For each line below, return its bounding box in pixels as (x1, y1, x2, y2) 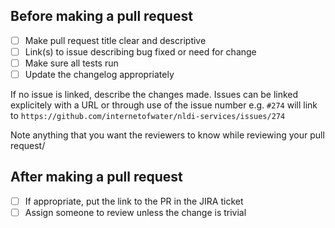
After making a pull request (10, 169, 183, 186)
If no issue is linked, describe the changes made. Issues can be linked (10, 89, 299, 101)
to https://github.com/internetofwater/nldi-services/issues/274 (10, 110, 286, 122)
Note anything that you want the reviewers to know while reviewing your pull (10, 129, 325, 141)
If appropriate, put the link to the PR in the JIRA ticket (24, 195, 244, 207)
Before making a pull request (10, 8, 193, 25)
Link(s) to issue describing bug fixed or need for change (24, 45, 257, 58)
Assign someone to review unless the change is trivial (24, 206, 247, 218)
